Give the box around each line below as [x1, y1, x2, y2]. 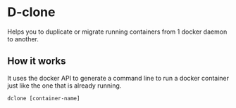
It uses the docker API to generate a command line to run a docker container [7, 74, 230, 82]
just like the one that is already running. [7, 81, 122, 90]
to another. [7, 34, 39, 43]
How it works [7, 55, 66, 67]
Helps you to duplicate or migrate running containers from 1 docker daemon [7, 27, 228, 36]
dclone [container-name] [7, 95, 80, 102]
